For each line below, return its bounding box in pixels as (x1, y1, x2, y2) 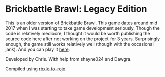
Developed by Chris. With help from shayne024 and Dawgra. (5, 56, 132, 62)
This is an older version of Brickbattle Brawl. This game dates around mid (5, 20, 158, 26)
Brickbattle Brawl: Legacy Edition (5, 3, 147, 15)
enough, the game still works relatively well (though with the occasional (5, 41, 154, 47)
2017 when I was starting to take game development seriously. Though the (5, 25, 160, 31)
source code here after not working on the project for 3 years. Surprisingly (5, 36, 160, 42)
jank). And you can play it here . (5, 46, 70, 52)
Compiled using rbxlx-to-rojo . (5, 66, 67, 72)
